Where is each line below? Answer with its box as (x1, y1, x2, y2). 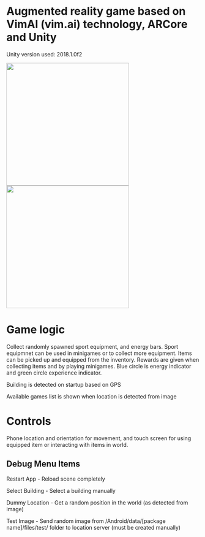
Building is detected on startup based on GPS (6, 381, 121, 388)
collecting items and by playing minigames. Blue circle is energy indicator (6, 362, 192, 370)
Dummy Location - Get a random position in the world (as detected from (6, 498, 188, 506)
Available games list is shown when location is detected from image (6, 392, 177, 400)
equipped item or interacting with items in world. (6, 441, 129, 448)
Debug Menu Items (6, 459, 81, 470)
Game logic (6, 323, 65, 337)
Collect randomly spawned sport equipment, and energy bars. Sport (6, 343, 179, 350)
